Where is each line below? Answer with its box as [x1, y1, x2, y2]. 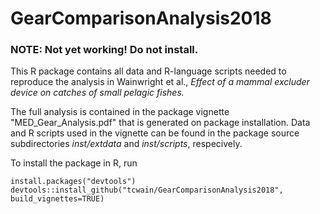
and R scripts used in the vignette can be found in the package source [10, 127, 300, 139]
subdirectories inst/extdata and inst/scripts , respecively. [10, 138, 243, 150]
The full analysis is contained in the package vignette [10, 106, 230, 118]
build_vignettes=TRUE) [10, 194, 105, 204]
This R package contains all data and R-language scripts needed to [10, 65, 287, 77]
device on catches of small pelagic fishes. [10, 87, 185, 99]
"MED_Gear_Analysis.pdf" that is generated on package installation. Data [10, 117, 311, 129]
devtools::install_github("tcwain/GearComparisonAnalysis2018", [10, 185, 284, 196]
